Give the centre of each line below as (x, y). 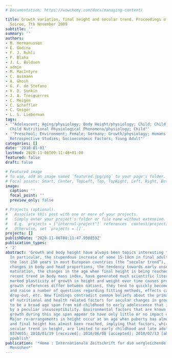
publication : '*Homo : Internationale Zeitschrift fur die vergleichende (86, 343)
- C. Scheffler (21, 105)
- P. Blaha (17, 57)
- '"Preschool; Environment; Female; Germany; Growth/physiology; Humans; (87, 134)
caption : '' (23, 191)
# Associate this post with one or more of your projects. (72, 214)
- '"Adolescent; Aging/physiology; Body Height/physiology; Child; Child (86, 124)
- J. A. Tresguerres (27, 95)
